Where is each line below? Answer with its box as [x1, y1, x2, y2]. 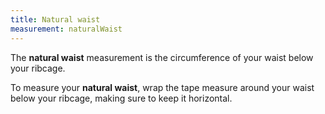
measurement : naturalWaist [10, 24, 123, 34]
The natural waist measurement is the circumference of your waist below [10, 51, 314, 63]
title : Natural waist [10, 14, 101, 25]
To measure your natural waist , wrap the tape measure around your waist [10, 81, 315, 93]
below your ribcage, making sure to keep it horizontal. [10, 92, 233, 104]
